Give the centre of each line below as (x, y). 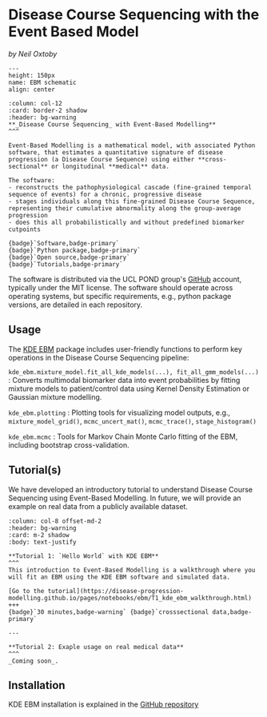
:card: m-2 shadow (39, 535)
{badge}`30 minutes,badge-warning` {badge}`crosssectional (109, 612)
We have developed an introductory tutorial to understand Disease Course (131, 489)
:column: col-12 (35, 103)
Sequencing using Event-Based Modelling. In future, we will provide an (125, 498)
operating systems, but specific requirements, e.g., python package (120, 296)
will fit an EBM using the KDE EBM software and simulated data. (119, 577)
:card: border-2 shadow (48, 110)
